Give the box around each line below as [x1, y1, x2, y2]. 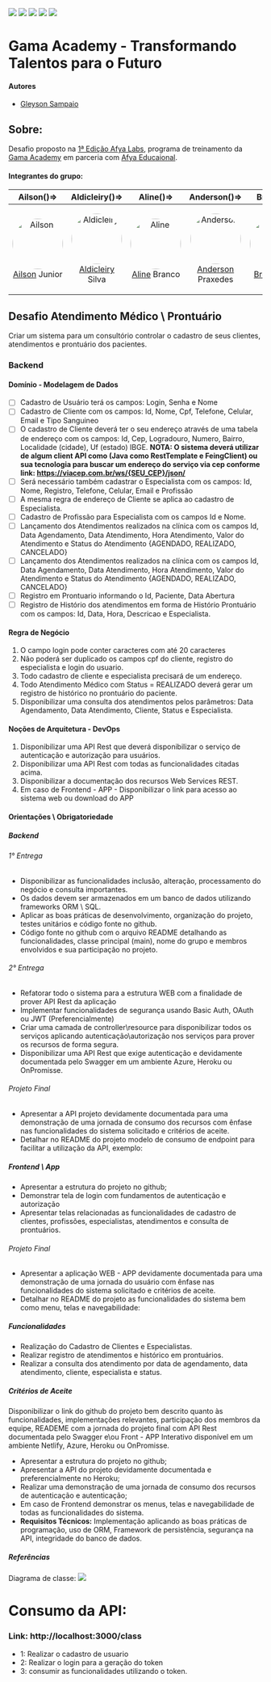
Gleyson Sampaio [19, 99, 79, 109]
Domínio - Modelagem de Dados [8, 380, 119, 389]
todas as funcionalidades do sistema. [19, 1507, 144, 1518]
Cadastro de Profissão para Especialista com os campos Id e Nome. [19, 511, 246, 521]
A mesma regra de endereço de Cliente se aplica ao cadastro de [19, 494, 235, 504]
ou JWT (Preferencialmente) [19, 1014, 115, 1024]
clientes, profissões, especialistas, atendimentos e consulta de [19, 1216, 229, 1226]
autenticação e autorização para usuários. [19, 751, 161, 760]
